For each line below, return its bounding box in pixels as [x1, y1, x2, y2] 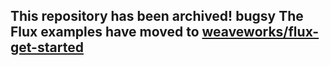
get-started [10, 39, 84, 56]
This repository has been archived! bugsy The [10, 8, 304, 25]
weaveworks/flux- [201, 24, 320, 41]
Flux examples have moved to [10, 24, 200, 41]
